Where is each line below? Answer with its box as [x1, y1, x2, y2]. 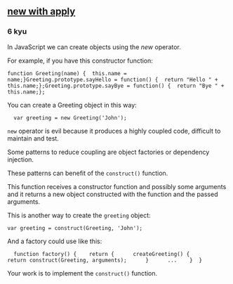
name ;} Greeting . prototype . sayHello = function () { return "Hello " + [7, 76, 218, 83]
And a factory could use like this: [7, 237, 102, 245]
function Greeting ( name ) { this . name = [7, 70, 128, 77]
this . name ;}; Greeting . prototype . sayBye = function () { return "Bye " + [7, 82, 225, 89]
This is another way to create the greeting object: [7, 211, 151, 219]
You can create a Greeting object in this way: [7, 101, 137, 109]
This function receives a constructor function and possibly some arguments [7, 182, 227, 191]
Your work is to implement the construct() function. [7, 269, 158, 277]
